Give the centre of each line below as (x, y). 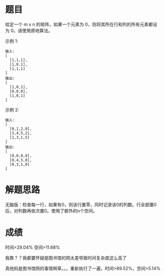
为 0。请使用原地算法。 (29, 30)
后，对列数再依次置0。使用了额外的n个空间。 (51, 211)
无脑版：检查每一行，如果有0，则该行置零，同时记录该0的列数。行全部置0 (81, 204)
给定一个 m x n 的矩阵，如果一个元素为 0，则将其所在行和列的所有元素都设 (81, 24)
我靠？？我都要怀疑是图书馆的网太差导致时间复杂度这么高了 (66, 258)
